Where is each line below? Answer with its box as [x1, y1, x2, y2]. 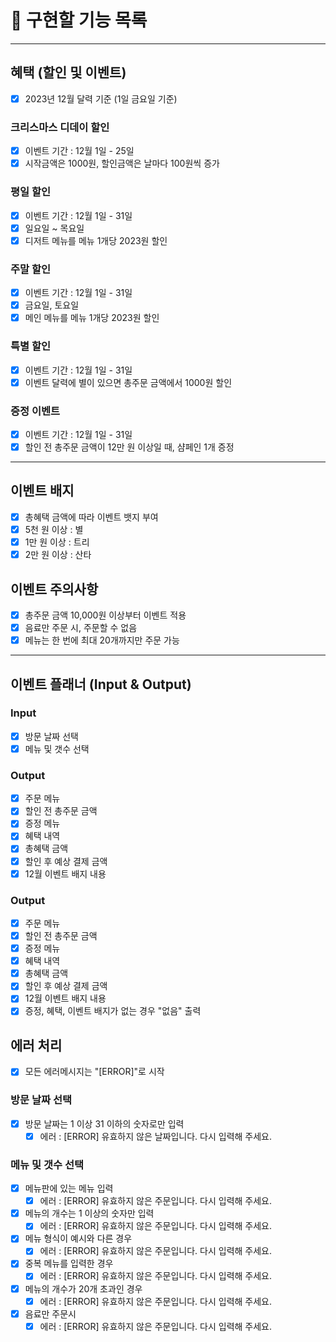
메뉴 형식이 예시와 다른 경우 [24, 1232, 133, 1245]
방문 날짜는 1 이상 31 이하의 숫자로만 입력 [24, 1117, 185, 1130]
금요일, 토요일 [24, 299, 80, 311]
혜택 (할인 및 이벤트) [10, 64, 127, 81]
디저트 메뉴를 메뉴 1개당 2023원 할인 [24, 234, 168, 246]
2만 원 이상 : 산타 [24, 549, 92, 561]
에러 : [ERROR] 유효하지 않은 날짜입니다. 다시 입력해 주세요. [39, 1130, 273, 1142]
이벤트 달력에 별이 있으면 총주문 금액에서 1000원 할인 [24, 376, 233, 388]
